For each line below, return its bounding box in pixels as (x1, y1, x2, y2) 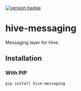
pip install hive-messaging (5, 81, 66, 86)
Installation (5, 54, 42, 63)
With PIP (5, 69, 27, 76)
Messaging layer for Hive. (5, 39, 60, 45)
